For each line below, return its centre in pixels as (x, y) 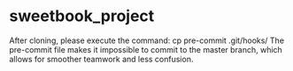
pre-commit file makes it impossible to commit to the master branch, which (146, 49)
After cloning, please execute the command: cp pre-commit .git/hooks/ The (147, 40)
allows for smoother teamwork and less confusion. (101, 59)
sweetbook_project (82, 16)
